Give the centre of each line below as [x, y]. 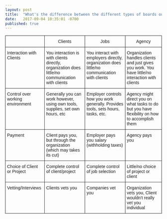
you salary [97, 140]
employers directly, [105, 58]
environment [19, 104]
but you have [139, 109]
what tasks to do [142, 104]
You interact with [103, 53]
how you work [100, 99]
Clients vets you [62, 188]
